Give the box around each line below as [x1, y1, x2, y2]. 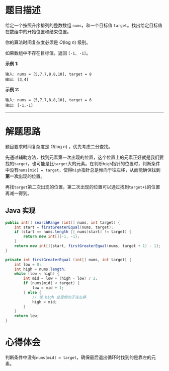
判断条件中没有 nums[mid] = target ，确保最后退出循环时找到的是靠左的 [5, 354, 152, 360]
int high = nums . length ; [14, 267, 66, 272]
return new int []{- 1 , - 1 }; [23, 234, 80, 239]
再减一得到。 [5, 190, 32, 196]
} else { [23, 290, 42, 295]
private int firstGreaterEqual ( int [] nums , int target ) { [5, 257, 132, 262]
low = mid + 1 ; [32, 285, 64, 290]
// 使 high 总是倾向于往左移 [32, 294, 87, 300]
